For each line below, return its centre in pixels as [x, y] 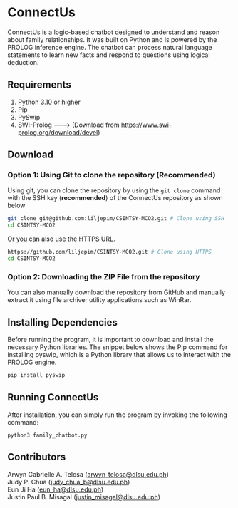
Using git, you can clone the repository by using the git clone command [114, 190]
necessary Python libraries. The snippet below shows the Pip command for [118, 347]
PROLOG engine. [32, 362]
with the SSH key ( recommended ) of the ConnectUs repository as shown [115, 198]
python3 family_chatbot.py [47, 435]
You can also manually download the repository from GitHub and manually [117, 292]
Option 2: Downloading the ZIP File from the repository [104, 276]
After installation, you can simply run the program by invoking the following [118, 415]
